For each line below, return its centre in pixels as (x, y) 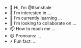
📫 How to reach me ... (32, 29)
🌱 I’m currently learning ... (36, 18)
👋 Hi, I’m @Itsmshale (30, 8)
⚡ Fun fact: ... (23, 41)
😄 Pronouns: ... (26, 36)
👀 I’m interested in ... (30, 13)
